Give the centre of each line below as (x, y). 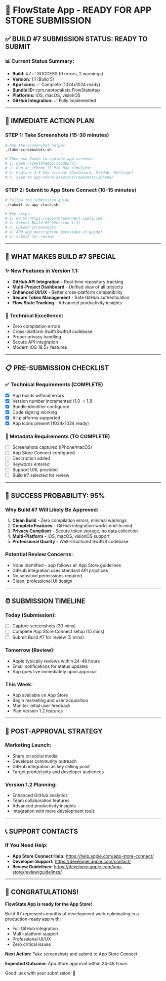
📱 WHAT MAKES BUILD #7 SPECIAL (61, 257)
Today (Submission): (31, 615)
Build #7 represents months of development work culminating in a (72, 913)
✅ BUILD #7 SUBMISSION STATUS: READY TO (76, 39)
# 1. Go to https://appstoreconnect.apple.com (54, 218)
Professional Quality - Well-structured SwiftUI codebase (70, 542)
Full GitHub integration (35, 928)
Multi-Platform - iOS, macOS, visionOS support (61, 536)
